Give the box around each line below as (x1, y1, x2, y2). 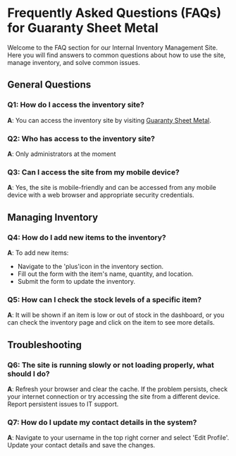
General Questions (7, 79, 92, 91)
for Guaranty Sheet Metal (7, 20, 159, 36)
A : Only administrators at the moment (7, 150, 116, 158)
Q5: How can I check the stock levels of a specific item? (7, 294, 202, 304)
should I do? (7, 368, 51, 378)
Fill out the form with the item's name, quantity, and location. (17, 270, 194, 278)
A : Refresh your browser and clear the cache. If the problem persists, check (7, 385, 228, 393)
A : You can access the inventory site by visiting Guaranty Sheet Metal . (7, 116, 211, 124)
